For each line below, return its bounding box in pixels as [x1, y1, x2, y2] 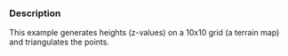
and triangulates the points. [9, 36, 109, 47]
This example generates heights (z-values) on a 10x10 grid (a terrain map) [9, 28, 280, 38]
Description [9, 7, 61, 20]
